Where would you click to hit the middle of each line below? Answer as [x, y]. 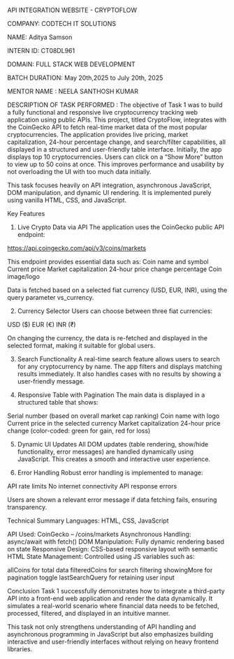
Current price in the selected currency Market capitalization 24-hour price [114, 423]
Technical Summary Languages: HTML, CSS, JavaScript [88, 521]
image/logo [24, 276]
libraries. [20, 649]
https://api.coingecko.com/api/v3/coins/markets [77, 248]
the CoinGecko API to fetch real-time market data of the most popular [107, 127]
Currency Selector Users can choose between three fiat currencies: [115, 311]
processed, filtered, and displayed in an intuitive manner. [89, 613]
